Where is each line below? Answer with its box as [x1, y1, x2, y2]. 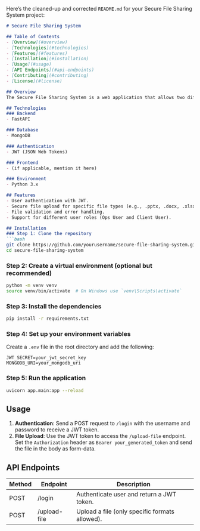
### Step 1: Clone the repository [6, 231, 92, 237]
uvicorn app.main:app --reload [6, 387, 84, 393]
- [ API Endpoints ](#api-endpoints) [6, 67, 95, 73]
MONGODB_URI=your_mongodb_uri [6, 360, 82, 366]
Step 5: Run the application [6, 374, 86, 382]
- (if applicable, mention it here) [6, 165, 97, 171]
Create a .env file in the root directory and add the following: [6, 343, 154, 351]
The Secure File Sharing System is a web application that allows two [6, 94, 185, 100]
